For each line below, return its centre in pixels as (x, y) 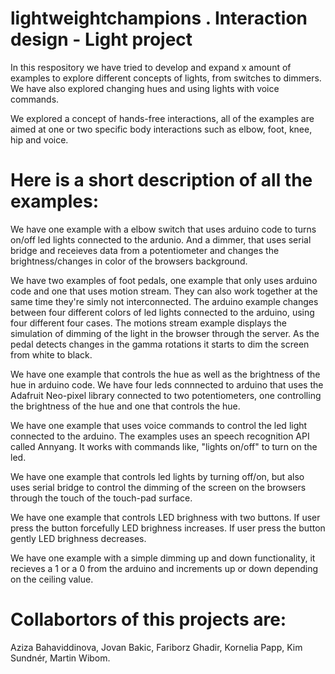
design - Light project (101, 39)
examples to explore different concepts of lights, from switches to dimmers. (166, 78)
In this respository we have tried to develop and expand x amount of (151, 67)
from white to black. (51, 354)
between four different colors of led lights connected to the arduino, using (162, 312)
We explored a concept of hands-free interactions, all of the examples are (162, 118)
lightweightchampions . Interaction (159, 18)
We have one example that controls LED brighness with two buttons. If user (165, 517)
